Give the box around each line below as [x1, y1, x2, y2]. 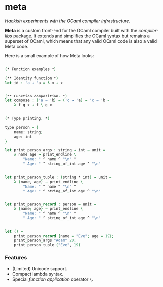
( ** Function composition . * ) [5, 94, 68, 98]
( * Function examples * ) [5, 66, 56, 72]
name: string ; [14, 129, 43, 135]
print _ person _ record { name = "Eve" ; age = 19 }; [14, 233, 114, 239]
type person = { [5, 125, 39, 130]
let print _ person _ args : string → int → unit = [5, 147, 106, 152]
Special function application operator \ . [12, 276, 93, 282]
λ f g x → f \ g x [14, 103, 52, 108]
